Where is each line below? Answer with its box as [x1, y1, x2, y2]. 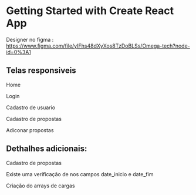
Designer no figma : [6, 36, 54, 43]
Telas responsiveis [6, 66, 76, 76]
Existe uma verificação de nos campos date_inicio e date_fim [6, 170, 154, 177]
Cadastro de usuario [6, 104, 56, 111]
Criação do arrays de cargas [6, 182, 75, 189]
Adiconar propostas [6, 126, 54, 133]
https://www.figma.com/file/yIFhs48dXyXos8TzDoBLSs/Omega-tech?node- [6, 42, 191, 49]
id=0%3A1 [6, 48, 31, 55]
